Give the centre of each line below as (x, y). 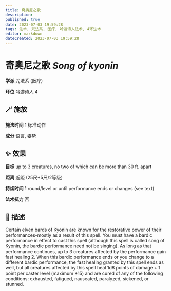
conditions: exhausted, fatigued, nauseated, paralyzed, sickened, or (77, 279)
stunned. (15, 284)
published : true (23, 19)
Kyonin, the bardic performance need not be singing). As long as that (78, 246)
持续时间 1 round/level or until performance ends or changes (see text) (80, 189)
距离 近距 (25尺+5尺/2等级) (34, 178)
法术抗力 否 (17, 199)
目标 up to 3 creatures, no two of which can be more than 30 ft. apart (79, 167)
